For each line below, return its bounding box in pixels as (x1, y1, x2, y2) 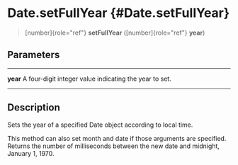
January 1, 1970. (7, 149, 55, 157)
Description (7, 101, 60, 114)
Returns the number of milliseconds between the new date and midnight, (7, 142, 220, 150)
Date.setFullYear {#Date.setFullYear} (7, 5, 230, 21)
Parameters (7, 49, 60, 61)
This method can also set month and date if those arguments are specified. (7, 134, 227, 142)
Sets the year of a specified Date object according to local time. (7, 120, 193, 129)
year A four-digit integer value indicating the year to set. (7, 74, 171, 83)
